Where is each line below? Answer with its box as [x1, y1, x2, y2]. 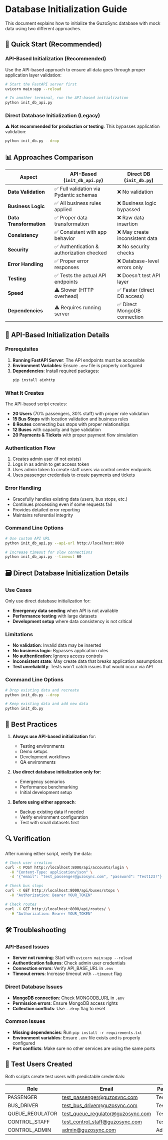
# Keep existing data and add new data [5, 701, 88, 707]
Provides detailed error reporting [12, 506, 80, 512]
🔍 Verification [5, 835, 51, 843]
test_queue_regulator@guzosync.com [61, 1110, 151, 1117]
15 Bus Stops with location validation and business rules [12, 416, 128, 422]
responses [54, 264, 79, 271]
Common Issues [5, 1018, 46, 1025]
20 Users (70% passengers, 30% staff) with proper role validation [12, 410, 149, 416]
